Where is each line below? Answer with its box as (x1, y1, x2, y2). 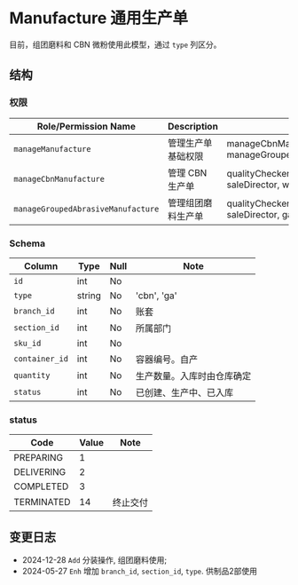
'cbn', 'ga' (136, 289, 177, 302)
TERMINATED (13, 496, 71, 509)
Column (23, 259, 59, 272)
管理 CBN (167, 166, 208, 178)
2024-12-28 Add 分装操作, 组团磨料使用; (21, 555, 167, 565)
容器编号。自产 (136, 352, 199, 365)
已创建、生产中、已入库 (136, 386, 234, 399)
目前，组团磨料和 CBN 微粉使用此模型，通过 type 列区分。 (9, 39, 222, 50)
